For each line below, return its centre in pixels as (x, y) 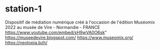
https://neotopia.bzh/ (26, 42)
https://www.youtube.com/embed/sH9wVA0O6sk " (56, 32)
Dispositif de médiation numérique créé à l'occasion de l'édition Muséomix (80, 22)
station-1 (23, 9)
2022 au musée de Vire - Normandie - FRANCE (53, 27)
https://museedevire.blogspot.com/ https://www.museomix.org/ (69, 37)
